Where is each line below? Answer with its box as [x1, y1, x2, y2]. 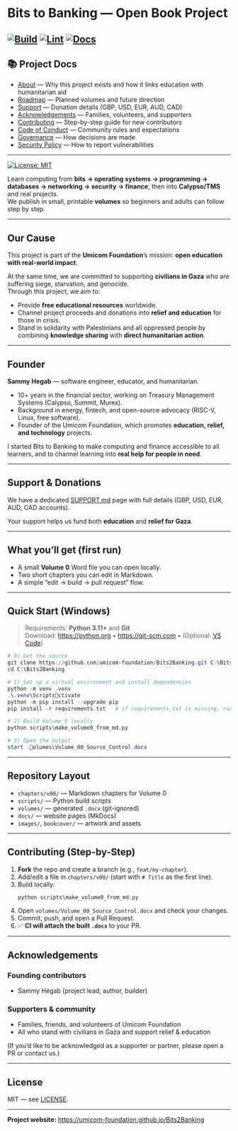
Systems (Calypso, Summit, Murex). [17, 398, 123, 407]
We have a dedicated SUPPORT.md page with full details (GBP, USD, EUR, [7, 495, 224, 504]
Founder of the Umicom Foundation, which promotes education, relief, [17, 421, 225, 429]
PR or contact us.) [7, 1049, 60, 1057]
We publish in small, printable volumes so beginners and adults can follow [7, 197, 225, 206]
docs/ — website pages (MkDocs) [17, 811, 117, 820]
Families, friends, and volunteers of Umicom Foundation [17, 1020, 181, 1029]
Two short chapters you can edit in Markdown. [17, 570, 154, 579]
